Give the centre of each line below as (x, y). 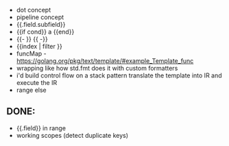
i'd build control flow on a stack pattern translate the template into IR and (119, 75)
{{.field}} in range (41, 128)
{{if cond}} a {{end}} (45, 32)
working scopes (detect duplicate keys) (72, 135)
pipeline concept (40, 17)
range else (31, 90)
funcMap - (31, 53)
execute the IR (37, 83)
